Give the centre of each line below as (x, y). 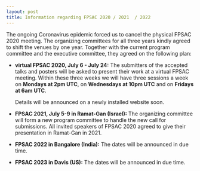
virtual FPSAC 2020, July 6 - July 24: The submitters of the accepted (101, 65)
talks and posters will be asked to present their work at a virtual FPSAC (102, 71)
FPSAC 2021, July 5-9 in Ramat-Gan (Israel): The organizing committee (104, 114)
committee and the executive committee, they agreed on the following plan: (99, 53)
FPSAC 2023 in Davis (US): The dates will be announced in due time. (100, 162)
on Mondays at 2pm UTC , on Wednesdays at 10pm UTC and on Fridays (104, 84)
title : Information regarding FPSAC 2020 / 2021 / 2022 (79, 17)
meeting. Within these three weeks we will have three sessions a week (101, 78)
